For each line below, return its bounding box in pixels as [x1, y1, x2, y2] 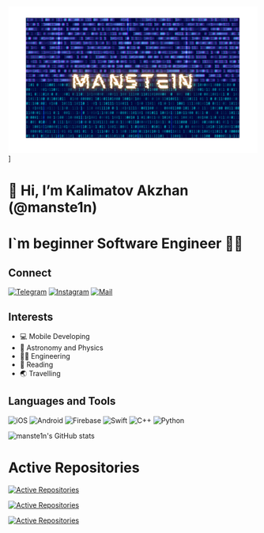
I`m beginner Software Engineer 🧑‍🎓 [8, 234, 243, 253]
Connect [8, 266, 52, 280]
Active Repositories [8, 459, 140, 477]
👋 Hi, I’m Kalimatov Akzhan [8, 181, 189, 200]
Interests [8, 310, 54, 323]
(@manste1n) [8, 199, 97, 216]
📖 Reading [19, 360, 54, 370]
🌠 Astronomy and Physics [19, 343, 104, 352]
